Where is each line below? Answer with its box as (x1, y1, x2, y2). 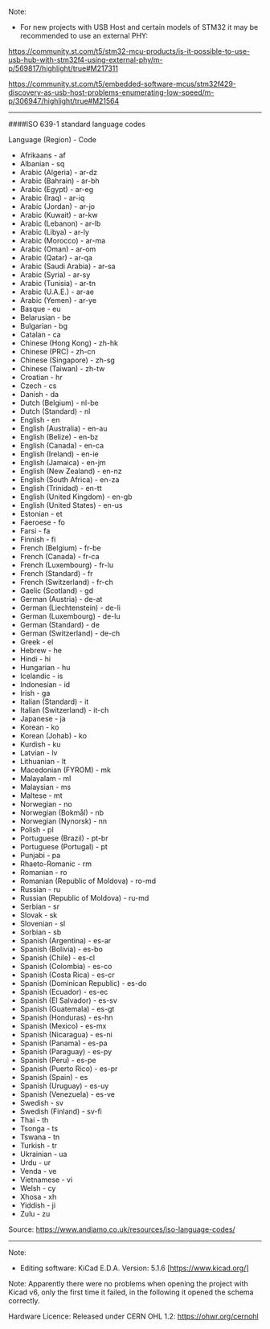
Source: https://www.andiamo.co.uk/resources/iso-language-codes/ (8, 1225, 235, 1234)
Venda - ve (19, 1167, 57, 1176)
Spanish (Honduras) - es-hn (19, 1012, 114, 1022)
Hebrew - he (19, 646, 63, 655)
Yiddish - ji (19, 1200, 56, 1210)
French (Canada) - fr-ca (19, 552, 100, 561)
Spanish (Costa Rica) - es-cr (19, 970, 115, 979)
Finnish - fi (19, 534, 56, 544)
